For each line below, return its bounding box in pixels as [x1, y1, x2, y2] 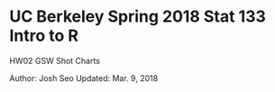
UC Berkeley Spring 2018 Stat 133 [9, 6, 266, 27]
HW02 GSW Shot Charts [9, 55, 101, 66]
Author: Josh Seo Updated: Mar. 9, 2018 [9, 72, 159, 83]
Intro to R [9, 25, 79, 46]
